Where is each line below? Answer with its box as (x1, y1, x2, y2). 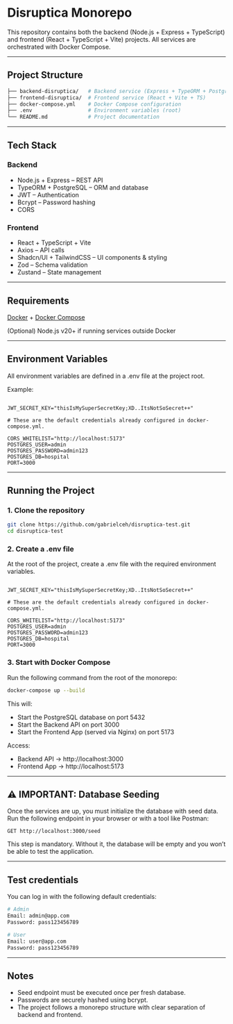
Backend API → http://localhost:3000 (17, 754, 123, 763)
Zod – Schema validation (17, 261, 88, 269)
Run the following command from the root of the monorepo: (7, 673, 178, 682)
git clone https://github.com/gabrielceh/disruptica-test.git (7, 521, 191, 529)
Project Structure (7, 69, 83, 81)
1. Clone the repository (7, 506, 85, 515)
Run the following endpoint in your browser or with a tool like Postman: (7, 814, 209, 823)
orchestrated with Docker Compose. (7, 42, 111, 51)
